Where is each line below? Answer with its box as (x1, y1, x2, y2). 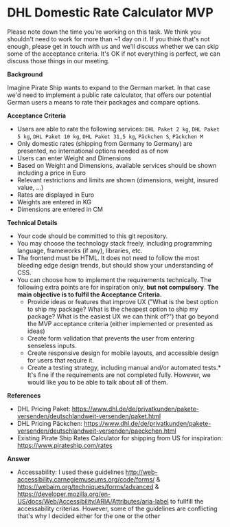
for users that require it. (27, 356, 95, 364)
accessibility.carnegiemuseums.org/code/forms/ (16, 475, 155, 483)
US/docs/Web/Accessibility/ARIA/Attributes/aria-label (16, 497, 170, 505)
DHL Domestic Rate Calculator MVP (7, 5, 214, 21)
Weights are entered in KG (16, 197, 91, 206)
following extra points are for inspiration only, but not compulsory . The (16, 283, 219, 291)
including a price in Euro (16, 169, 86, 177)
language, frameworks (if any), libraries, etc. (16, 246, 143, 255)
